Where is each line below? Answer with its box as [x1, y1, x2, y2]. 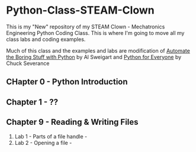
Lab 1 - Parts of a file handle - [14, 132, 88, 140]
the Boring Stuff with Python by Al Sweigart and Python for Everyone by [6, 53, 182, 60]
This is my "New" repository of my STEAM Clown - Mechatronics [6, 23, 165, 30]
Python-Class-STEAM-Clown [6, 4, 155, 17]
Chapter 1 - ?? [6, 97, 58, 107]
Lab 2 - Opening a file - [14, 139, 72, 146]
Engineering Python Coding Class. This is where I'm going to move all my [6, 29, 185, 36]
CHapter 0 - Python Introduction [6, 77, 128, 87]
